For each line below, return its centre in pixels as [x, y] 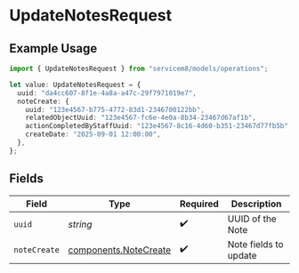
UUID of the [252, 219]
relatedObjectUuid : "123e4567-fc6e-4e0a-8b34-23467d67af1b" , [141, 118]
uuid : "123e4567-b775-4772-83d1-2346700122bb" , [115, 109]
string [80, 224]
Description [256, 204]
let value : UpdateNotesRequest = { [75, 84]
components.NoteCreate [120, 250]
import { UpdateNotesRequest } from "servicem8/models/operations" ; [139, 68]
